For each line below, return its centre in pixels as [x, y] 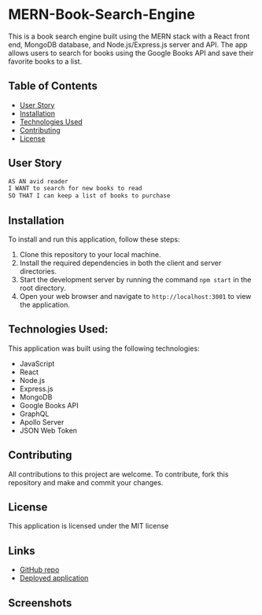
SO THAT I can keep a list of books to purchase [89, 196]
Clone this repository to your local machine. [90, 254]
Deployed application [54, 578]
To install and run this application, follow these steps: [94, 239]
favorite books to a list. [45, 61]
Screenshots [40, 603]
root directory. [42, 288]
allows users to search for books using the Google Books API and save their [131, 53]
